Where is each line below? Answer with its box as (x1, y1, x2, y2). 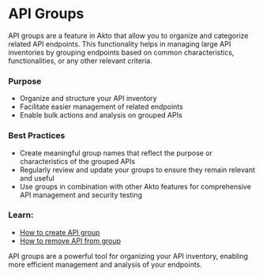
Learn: (8, 210, 34, 221)
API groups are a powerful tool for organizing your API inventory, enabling (8, 251, 249, 260)
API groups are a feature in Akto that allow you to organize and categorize (8, 31, 249, 40)
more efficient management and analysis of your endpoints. (8, 260, 203, 269)
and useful (19, 173, 55, 182)
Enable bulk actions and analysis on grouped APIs (19, 110, 183, 120)
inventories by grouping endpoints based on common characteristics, (8, 47, 235, 57)
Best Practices (8, 130, 66, 141)
